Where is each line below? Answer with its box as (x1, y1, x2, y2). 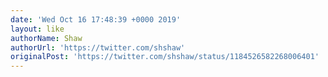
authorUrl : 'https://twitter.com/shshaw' (10, 42, 186, 53)
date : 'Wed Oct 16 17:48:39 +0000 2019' (10, 14, 182, 25)
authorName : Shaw (10, 33, 83, 43)
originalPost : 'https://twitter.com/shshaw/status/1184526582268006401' (10, 52, 320, 62)
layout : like (10, 24, 65, 34)
